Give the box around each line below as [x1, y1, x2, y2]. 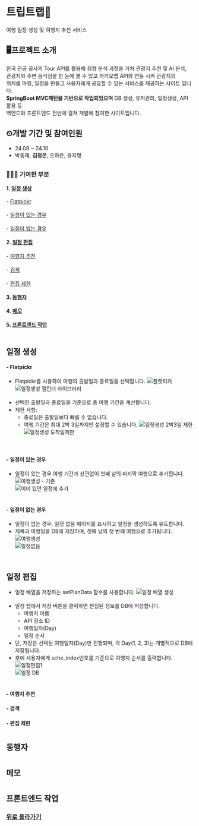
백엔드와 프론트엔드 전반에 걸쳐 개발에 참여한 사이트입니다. [6, 109, 141, 116]
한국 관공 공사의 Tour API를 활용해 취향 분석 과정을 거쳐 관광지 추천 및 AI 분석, [6, 65, 187, 72]
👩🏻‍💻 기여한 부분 [6, 170, 49, 178]
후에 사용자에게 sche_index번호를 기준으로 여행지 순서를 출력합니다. [14, 654, 173, 661]
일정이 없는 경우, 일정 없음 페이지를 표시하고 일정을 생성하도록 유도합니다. [14, 521, 185, 528]
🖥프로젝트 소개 [6, 45, 56, 55]
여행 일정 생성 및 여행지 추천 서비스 [6, 26, 87, 33]
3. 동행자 [6, 294, 27, 301]
